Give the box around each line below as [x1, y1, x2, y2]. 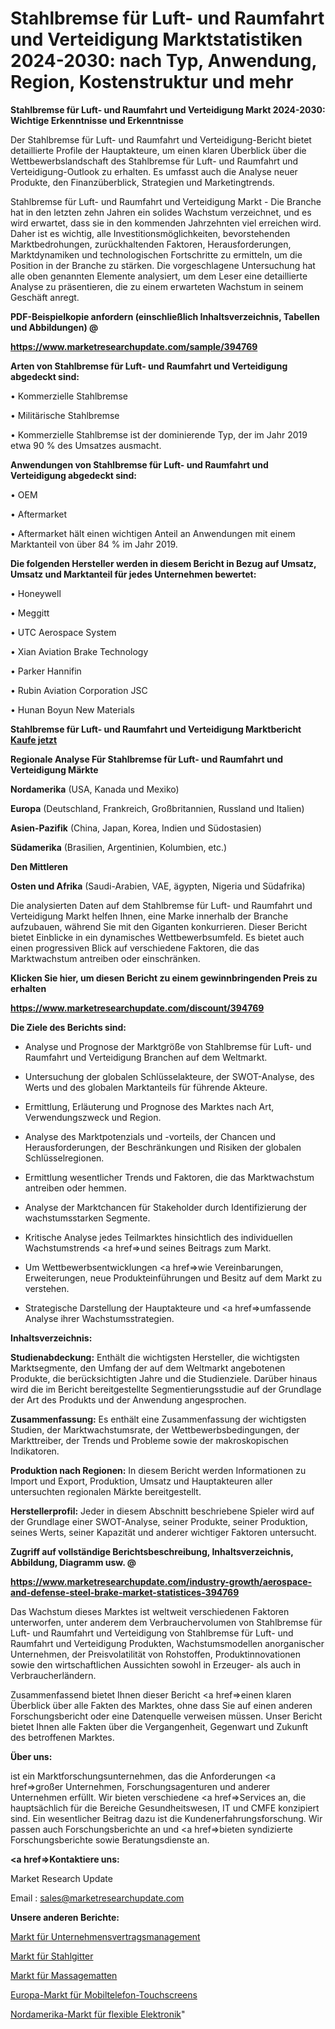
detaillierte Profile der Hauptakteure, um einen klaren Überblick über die [10, 144, 307, 156]
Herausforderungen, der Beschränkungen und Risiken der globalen [24, 1141, 302, 1153]
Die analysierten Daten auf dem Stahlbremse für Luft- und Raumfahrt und [10, 899, 313, 911]
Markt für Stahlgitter [10, 1950, 94, 1962]
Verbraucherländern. [10, 1669, 97, 1681]
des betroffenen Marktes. [10, 1731, 115, 1743]
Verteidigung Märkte [10, 763, 99, 776]
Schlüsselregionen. [24, 1152, 105, 1164]
